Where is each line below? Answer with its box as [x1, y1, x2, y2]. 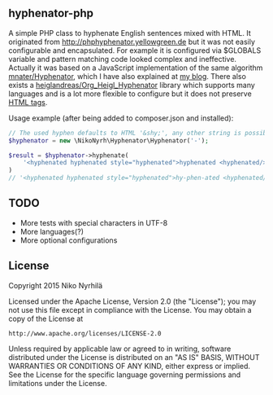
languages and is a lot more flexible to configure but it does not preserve [8, 89, 252, 99]
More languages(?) [19, 226, 84, 236]
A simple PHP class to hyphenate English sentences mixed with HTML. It [8, 28, 251, 37]
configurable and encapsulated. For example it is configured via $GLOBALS [8, 45, 262, 55]
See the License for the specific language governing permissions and [8, 370, 241, 380]
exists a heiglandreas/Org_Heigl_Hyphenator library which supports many [8, 80, 256, 90]
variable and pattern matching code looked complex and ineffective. [8, 54, 237, 64]
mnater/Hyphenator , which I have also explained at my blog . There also [8, 71, 246, 81]
